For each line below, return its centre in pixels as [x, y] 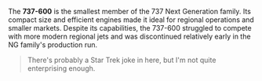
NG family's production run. [53, 45]
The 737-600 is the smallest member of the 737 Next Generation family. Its [129, 11]
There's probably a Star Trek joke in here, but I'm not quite [122, 60]
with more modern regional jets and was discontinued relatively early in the [129, 36]
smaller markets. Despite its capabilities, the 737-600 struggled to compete [130, 28]
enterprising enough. [61, 68]
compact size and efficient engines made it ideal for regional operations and [131, 20]
